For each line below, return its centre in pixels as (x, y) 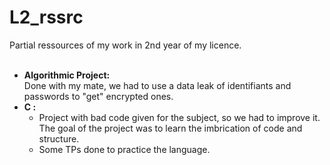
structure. (59, 138)
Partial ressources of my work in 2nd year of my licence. (125, 45)
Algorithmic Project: (67, 75)
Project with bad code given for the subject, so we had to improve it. (179, 117)
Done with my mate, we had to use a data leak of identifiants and (157, 85)
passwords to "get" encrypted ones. (98, 96)
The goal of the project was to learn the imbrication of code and (170, 128)
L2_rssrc (46, 17)
